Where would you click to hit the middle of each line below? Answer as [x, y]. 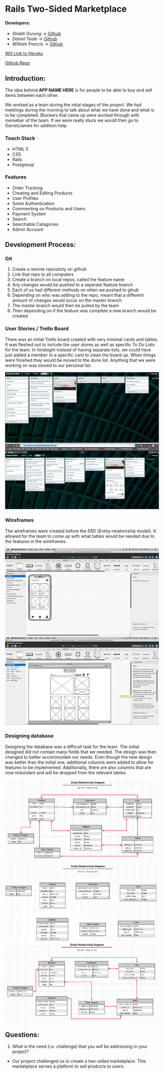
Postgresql [23, 164]
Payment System [29, 214]
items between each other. [32, 95]
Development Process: [41, 245]
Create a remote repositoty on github [49, 269]
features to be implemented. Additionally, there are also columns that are [78, 767]
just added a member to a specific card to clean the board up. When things [81, 355]
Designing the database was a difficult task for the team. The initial [72, 746]
